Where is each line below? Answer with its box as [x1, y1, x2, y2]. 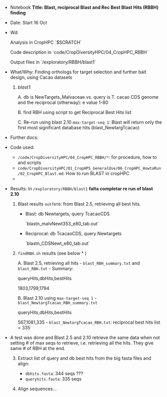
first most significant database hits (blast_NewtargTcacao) [17, 125, 140, 130]
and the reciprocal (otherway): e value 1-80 [17, 99, 109, 105]
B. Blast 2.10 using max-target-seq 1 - [17, 295, 97, 301]
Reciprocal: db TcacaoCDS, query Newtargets [25, 231, 122, 236]
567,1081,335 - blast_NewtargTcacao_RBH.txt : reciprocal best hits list [17, 319, 161, 325]
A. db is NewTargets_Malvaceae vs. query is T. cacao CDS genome [17, 94, 159, 100]
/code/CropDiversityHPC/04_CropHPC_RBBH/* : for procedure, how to [17, 154, 157, 160]
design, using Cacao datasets [10, 74, 73, 80]
